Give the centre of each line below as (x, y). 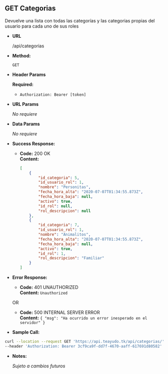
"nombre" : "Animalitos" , (64, 235)
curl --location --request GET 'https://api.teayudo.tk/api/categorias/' (85, 342)
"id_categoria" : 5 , (59, 178)
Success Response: (34, 143)
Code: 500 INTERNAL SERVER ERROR (60, 312)
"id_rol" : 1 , (52, 253)
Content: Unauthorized (44, 293)
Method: (21, 56)
